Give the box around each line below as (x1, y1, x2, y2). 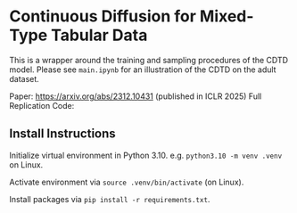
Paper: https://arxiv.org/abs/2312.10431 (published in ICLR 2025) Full (9, 91, 262, 102)
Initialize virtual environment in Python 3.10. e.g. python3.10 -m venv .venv (9, 150, 283, 160)
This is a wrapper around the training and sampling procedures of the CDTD (9, 54, 288, 65)
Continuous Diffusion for (9, 6, 196, 27)
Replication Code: (9, 100, 75, 111)
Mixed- (199, 6, 254, 27)
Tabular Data (50, 25, 148, 45)
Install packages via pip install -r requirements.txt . (9, 193, 210, 204)
